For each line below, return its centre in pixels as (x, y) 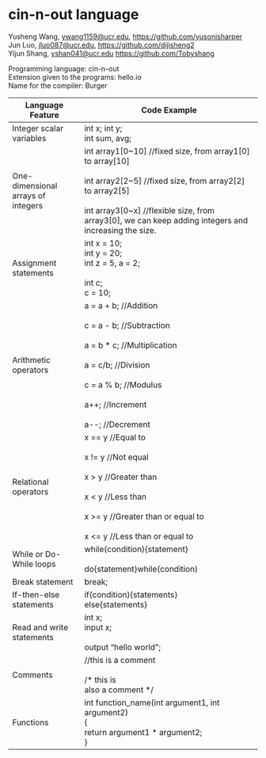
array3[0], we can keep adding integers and (166, 220)
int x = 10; (103, 243)
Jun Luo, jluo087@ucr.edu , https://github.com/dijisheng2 (102, 44)
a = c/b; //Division (117, 364)
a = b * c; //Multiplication (131, 345)
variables (29, 138)
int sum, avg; (108, 138)
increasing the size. (120, 230)
